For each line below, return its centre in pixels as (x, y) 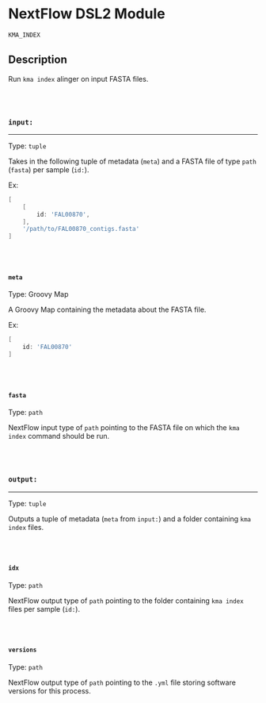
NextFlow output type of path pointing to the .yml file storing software (122, 682)
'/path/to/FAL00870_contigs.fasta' (81, 229)
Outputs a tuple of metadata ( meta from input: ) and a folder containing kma (130, 519)
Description (38, 60)
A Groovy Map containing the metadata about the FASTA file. (107, 309)
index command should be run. (59, 436)
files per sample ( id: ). (44, 609)
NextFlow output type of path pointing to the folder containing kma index (126, 601)
